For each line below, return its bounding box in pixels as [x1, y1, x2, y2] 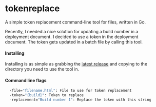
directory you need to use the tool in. [5, 66, 79, 72]
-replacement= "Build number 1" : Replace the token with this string [9, 97, 152, 103]
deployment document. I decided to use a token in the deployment [5, 34, 138, 40]
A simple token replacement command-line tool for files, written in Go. [5, 19, 146, 25]
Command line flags [5, 77, 47, 83]
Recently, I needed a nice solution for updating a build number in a [5, 28, 138, 34]
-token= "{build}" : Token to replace [9, 93, 84, 98]
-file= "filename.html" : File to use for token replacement [9, 88, 132, 93]
